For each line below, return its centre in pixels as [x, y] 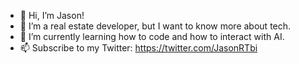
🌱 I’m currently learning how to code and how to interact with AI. [152, 36]
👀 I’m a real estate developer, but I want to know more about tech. [155, 26]
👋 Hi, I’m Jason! [52, 15]
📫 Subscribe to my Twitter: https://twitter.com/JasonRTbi [138, 48]
